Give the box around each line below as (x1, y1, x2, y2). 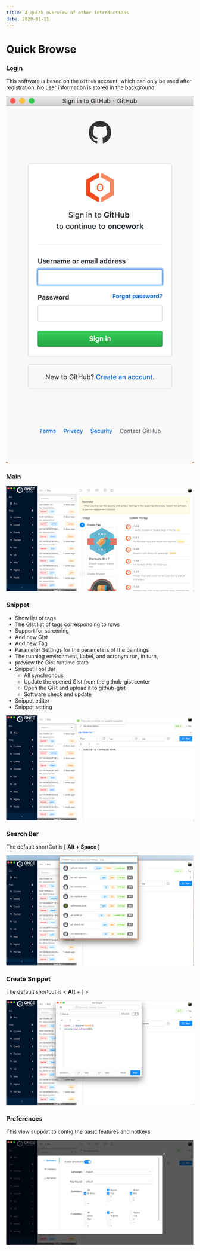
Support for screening (14, 627, 70, 634)
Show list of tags (14, 614, 57, 621)
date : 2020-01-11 (6, 16, 49, 22)
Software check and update (23, 691, 92, 698)
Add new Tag (14, 640, 48, 647)
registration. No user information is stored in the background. (6, 84, 157, 91)
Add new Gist (14, 633, 48, 640)
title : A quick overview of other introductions (6, 10, 129, 16)
